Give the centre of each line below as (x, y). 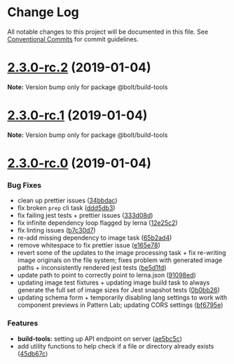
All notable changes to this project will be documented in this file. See (108, 32)
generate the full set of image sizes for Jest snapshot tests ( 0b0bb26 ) (119, 290)
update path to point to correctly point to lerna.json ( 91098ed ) (106, 275)
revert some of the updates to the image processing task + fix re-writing (122, 253)
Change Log (43, 12)
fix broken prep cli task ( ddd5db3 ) (66, 208)
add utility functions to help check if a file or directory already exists (116, 346)
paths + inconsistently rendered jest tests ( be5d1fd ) (92, 268)
